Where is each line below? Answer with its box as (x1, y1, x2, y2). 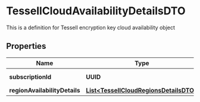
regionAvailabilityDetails (9, 86, 80, 94)
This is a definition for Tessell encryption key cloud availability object (6, 24, 176, 31)
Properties (6, 41, 46, 51)
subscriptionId (9, 73, 52, 81)
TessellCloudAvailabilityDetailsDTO (6, 4, 186, 18)
